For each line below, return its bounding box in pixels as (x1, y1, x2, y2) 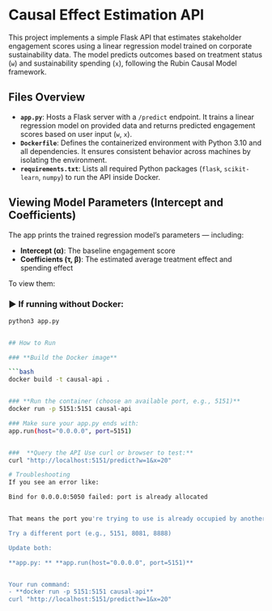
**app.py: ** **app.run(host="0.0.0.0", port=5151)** (8, 558, 194, 566)
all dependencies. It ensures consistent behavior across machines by (19, 146, 251, 156)
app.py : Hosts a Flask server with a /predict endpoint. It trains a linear (19, 112, 255, 122)
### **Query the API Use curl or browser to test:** (8, 448, 194, 457)
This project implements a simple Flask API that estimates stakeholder (8, 32, 242, 42)
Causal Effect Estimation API (8, 6, 205, 24)
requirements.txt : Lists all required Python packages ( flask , (19, 164, 223, 173)
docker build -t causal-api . (8, 375, 111, 384)
